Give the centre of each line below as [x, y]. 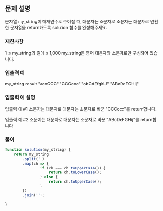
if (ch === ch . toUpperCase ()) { [73, 168]
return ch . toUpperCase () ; [75, 182]
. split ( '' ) [34, 159]
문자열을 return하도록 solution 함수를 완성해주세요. [59, 27]
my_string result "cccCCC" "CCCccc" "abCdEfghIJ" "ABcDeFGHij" [72, 84]
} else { [49, 177]
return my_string [31, 154]
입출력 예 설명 [20, 98]
